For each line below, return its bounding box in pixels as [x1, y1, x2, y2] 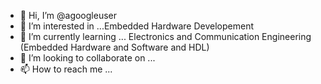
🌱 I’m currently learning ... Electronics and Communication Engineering [19, 31, 312, 42]
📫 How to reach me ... [19, 63, 113, 75]
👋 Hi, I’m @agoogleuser [19, 10, 118, 21]
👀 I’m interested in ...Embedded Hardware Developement [19, 20, 255, 32]
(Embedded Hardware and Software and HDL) [19, 41, 210, 53]
